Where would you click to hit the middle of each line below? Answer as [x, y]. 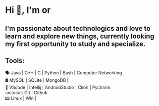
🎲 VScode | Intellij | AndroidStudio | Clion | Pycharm [58, 87]
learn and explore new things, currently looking [80, 36]
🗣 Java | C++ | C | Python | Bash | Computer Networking [64, 73]
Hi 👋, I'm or [28, 10]
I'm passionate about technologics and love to [78, 28]
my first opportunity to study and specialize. [75, 44]
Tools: [15, 61]
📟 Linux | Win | [21, 98]
